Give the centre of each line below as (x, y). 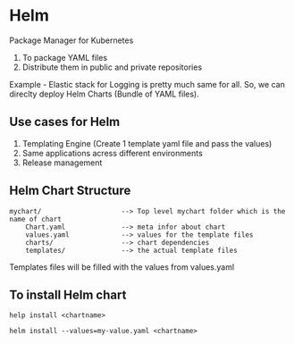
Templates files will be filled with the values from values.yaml (122, 267)
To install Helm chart (68, 294)
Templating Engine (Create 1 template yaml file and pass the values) (147, 143)
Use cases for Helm (65, 122)
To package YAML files (65, 57)
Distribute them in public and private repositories (112, 67)
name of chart (36, 219)
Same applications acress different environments (112, 153)
